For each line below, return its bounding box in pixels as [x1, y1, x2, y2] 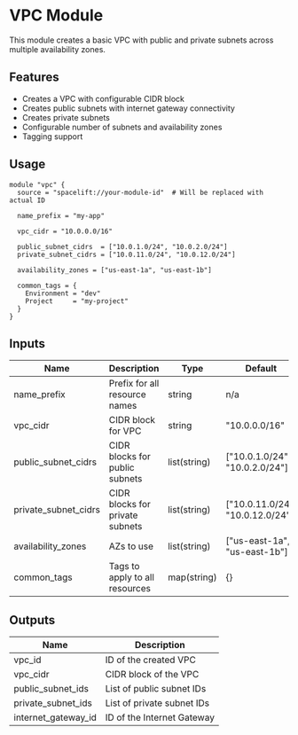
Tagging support [21, 130, 83, 142]
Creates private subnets [21, 112, 111, 122]
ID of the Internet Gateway [105, 711, 216, 723]
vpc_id [13, 653, 42, 666]
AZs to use [108, 540, 153, 552]
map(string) [168, 571, 217, 583]
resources [108, 583, 152, 595]
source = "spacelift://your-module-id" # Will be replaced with [17, 188, 264, 197]
